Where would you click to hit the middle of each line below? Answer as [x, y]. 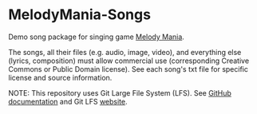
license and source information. [60, 77]
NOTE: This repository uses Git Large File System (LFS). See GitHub [120, 92]
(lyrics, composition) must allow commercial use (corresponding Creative [129, 61]
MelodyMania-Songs [80, 15]
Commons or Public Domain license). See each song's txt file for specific [128, 69]
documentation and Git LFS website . [68, 101]
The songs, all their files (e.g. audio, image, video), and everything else [125, 52]
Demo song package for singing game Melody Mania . [97, 37]
